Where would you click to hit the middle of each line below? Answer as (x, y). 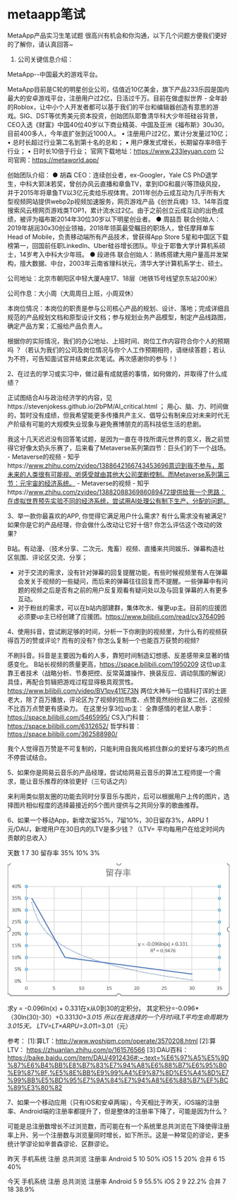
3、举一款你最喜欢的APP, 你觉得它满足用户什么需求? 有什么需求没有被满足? (117, 516)
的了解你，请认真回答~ (41, 44)
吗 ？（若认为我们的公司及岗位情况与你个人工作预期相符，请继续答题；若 (113, 350)
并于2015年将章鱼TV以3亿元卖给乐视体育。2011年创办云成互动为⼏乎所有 (113, 192)
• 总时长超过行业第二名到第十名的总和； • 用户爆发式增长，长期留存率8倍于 (117, 142)
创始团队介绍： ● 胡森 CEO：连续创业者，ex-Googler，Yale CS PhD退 (109, 175)
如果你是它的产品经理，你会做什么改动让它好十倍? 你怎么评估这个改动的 (112, 524)
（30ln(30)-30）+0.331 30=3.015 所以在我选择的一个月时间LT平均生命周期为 (118, 1017)
